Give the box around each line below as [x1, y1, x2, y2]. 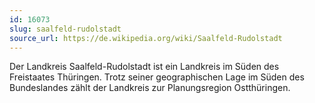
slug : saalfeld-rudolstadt [9, 24, 122, 34]
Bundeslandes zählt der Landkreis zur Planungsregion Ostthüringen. [9, 82, 291, 94]
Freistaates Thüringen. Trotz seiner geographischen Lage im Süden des [9, 71, 305, 83]
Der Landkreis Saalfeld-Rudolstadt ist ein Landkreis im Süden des [9, 61, 280, 73]
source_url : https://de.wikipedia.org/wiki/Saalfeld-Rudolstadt [9, 33, 283, 43]
